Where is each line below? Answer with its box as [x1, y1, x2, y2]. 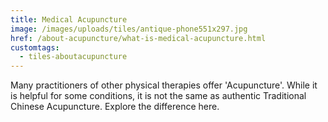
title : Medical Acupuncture [10, 14, 128, 25]
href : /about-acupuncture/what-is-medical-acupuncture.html [10, 33, 267, 43]
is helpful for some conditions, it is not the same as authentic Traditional [10, 90, 307, 102]
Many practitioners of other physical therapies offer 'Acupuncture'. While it [10, 79, 318, 91]
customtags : [10, 42, 60, 53]
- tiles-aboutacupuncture [19, 52, 128, 62]
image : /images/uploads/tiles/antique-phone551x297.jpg [10, 24, 248, 34]
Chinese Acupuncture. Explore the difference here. [10, 101, 220, 113]
